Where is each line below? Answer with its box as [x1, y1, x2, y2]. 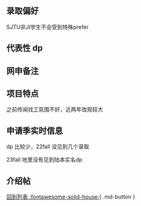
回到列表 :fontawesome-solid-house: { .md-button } [6, 193, 135, 200]
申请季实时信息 [6, 125, 63, 136]
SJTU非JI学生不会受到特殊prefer [6, 23, 89, 31]
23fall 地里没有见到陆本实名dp [6, 156, 83, 164]
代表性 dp [6, 43, 43, 53]
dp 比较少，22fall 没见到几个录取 [6, 143, 90, 150]
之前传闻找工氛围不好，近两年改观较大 [6, 106, 103, 113]
